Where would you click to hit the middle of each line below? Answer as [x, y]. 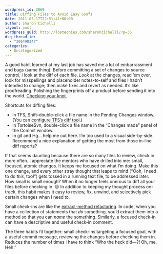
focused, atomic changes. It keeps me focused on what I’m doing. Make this [82, 166]
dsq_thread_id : [20, 37]
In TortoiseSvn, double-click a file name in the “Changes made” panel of [85, 125]
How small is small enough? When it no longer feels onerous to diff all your [80, 181]
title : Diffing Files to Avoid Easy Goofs [49, 14]
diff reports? [25, 146]
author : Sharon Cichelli [30, 23]
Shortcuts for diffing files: [31, 105]
